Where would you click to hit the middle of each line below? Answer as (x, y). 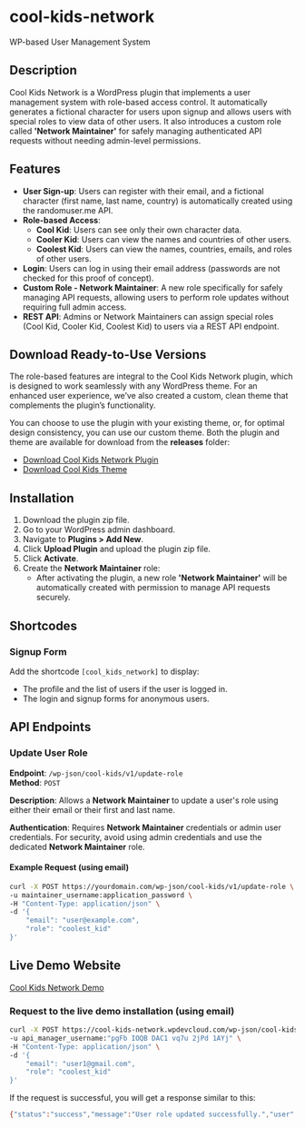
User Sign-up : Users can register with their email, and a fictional (143, 191)
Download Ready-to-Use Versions (108, 355)
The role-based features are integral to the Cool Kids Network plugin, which (151, 376)
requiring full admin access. (74, 307)
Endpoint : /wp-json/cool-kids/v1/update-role (96, 773)
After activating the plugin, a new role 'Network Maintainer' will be (162, 578)
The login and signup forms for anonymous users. (116, 698)
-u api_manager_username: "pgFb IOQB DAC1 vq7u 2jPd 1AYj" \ (126, 1038)
